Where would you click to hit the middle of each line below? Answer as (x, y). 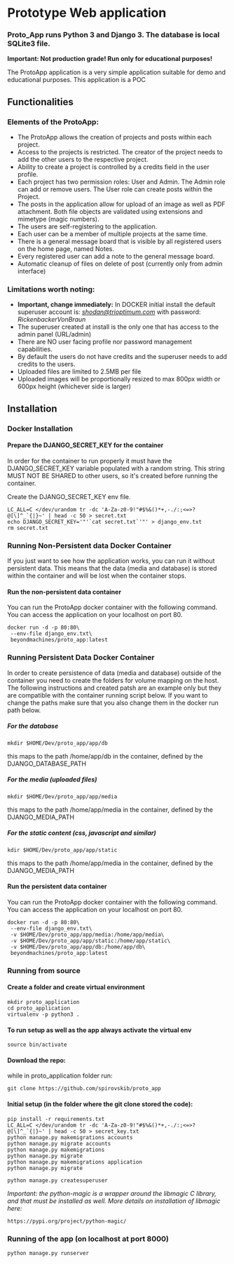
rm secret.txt (28, 528)
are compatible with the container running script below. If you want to (108, 695)
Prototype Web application (87, 13)
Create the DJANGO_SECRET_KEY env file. (69, 496)
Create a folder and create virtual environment (76, 987)
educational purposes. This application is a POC (76, 80)
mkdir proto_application (43, 1003)
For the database (33, 726)
